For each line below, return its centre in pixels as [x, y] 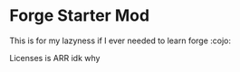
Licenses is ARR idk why [55, 58]
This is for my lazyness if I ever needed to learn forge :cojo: [120, 40]
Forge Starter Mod [80, 16]
